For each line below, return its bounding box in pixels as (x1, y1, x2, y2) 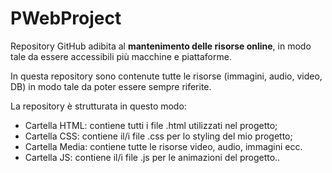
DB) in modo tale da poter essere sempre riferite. (10, 80, 212, 92)
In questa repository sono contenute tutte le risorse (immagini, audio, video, (10, 70, 323, 82)
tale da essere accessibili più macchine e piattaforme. (10, 50, 232, 62)
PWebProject (10, 7, 122, 30)
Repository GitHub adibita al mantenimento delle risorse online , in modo (10, 40, 312, 52)
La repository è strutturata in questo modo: (10, 100, 187, 112)
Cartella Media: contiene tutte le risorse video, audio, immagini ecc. (24, 140, 303, 152)
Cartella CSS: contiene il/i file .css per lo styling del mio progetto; (24, 130, 293, 142)
